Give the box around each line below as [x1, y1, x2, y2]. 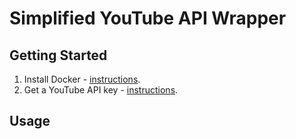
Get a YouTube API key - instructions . [23, 84, 179, 96]
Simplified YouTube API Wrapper [9, 7, 287, 30]
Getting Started [9, 47, 108, 64]
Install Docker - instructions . [23, 73, 141, 85]
